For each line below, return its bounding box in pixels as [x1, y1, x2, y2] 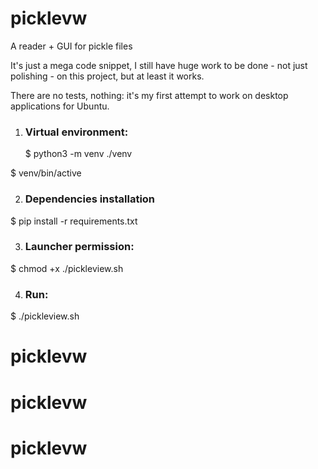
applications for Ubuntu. [10, 100, 110, 112]
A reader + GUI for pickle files [10, 40, 133, 52]
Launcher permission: [24, 240, 135, 254]
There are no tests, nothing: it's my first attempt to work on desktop [10, 89, 289, 101]
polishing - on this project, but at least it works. [10, 70, 205, 82]
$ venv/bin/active [10, 167, 82, 179]
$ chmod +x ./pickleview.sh [10, 262, 124, 274]
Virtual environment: [24, 125, 129, 139]
